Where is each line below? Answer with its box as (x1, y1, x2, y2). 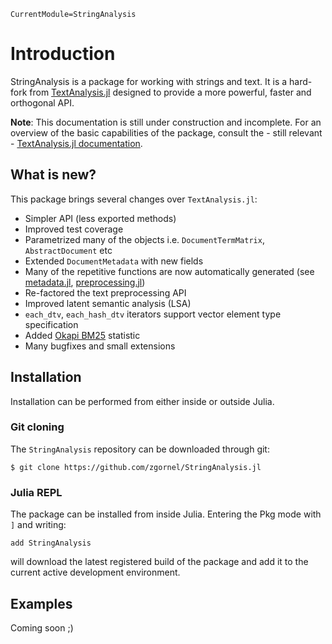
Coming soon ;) (10, 621, 74, 634)
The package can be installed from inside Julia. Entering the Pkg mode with (10, 508, 322, 520)
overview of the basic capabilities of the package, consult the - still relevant (10, 126, 323, 139)
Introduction (10, 43, 116, 65)
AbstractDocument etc (24, 244, 113, 256)
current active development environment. (10, 566, 181, 579)
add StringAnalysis (10, 538, 92, 549)
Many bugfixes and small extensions (24, 340, 176, 352)
